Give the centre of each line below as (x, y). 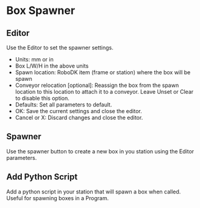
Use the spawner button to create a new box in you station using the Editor (100, 151)
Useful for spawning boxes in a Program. (58, 198)
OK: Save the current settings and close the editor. (78, 111)
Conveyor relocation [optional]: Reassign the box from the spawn (97, 85)
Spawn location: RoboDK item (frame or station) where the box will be (103, 72)
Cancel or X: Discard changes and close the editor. (79, 117)
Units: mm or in (34, 59)
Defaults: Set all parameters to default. (63, 105)
